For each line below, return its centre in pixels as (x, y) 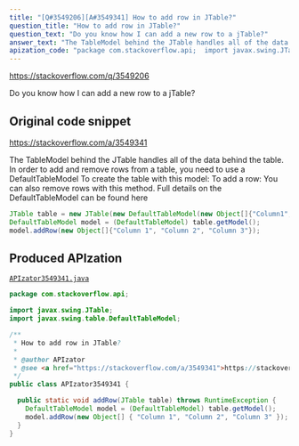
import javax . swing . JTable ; (61, 311)
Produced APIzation (66, 258)
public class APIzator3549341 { (69, 385)
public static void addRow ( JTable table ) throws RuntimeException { (147, 401)
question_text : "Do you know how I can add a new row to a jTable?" (139, 34)
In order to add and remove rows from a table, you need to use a (127, 169)
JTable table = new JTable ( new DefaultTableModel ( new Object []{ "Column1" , (151, 214)
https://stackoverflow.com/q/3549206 (79, 76)
